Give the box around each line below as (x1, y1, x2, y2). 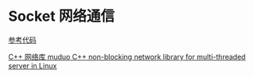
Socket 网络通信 (8, 7, 115, 25)
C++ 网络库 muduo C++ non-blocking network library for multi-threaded (8, 52, 246, 61)
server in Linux (8, 60, 57, 70)
